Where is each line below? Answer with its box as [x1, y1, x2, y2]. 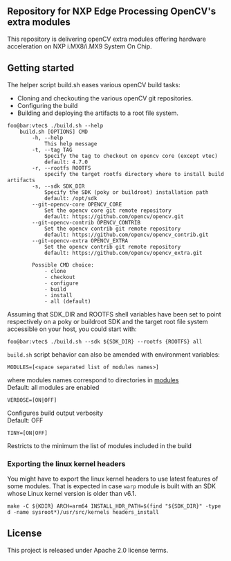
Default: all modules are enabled [7, 383, 100, 391]
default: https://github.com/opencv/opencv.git [44, 213, 185, 220]
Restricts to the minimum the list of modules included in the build [7, 441, 192, 449]
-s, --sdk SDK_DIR [32, 183, 85, 190]
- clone [44, 267, 67, 274]
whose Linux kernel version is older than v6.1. [7, 489, 137, 497]
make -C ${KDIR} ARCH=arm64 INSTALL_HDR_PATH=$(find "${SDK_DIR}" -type [7, 502, 221, 510]
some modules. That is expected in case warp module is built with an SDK [7, 481, 216, 490]
